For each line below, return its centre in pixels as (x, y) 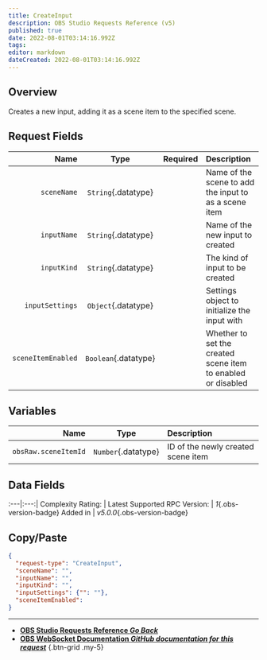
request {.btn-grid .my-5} (62, 647)
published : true (35, 30)
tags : (17, 45)
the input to (227, 192)
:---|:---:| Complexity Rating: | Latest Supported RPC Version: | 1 (113, 504)
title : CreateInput (41, 16)
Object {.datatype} (120, 305)
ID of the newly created (210, 447)
